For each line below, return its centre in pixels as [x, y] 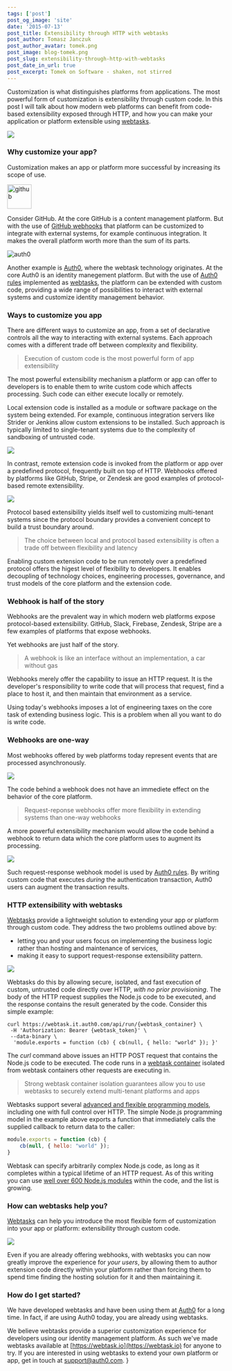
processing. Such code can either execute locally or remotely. [96, 394]
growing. [20, 1188]
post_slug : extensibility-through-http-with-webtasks [87, 59]
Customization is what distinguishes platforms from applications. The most [114, 92]
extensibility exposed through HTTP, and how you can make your [120, 114]
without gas [41, 666]
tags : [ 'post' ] [29, 14]
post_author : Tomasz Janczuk [49, 40]
